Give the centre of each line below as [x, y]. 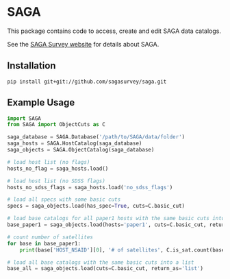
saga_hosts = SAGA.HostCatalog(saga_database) [75, 144]
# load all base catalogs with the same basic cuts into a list [101, 262]
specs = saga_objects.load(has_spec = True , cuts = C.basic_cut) [96, 206]
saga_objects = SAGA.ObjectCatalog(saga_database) [81, 150]
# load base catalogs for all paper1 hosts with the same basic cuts [108, 219]
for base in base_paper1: [44, 243]
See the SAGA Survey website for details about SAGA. [83, 44]
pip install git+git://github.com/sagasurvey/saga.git [87, 82]
